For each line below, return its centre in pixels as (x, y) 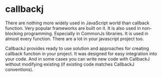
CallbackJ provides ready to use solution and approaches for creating (77, 48)
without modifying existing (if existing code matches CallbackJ (70, 64)
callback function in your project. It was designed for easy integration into (81, 54)
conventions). (19, 69)
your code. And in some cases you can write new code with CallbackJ (77, 59)
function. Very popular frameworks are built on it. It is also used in (73, 28)
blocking (14, 33)
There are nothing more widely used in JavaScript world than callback (77, 23)
